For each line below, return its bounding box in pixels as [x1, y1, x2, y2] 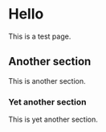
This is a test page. [8, 31, 71, 41]
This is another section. [8, 76, 86, 85]
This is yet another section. [8, 114, 99, 125]
